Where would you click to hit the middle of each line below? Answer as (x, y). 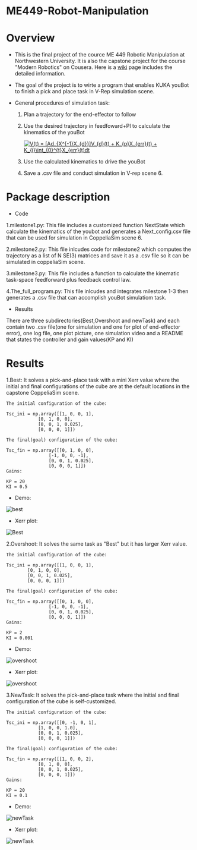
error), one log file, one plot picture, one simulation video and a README (95, 333)
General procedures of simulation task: (62, 103)
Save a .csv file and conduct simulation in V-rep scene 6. (93, 173)
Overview (31, 38)
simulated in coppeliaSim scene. (46, 262)
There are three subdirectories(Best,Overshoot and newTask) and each (93, 321)
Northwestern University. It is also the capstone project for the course (100, 61)
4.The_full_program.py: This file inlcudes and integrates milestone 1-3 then (97, 291)
